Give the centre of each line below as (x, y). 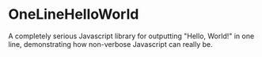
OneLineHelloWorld (74, 14)
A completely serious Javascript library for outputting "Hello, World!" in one (131, 36)
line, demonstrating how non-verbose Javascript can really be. (111, 44)
